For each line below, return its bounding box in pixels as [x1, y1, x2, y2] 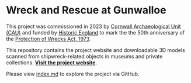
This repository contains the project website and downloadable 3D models [6, 46, 185, 53]
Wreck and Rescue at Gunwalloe [6, 4, 166, 17]
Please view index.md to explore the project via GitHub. [6, 70, 140, 77]
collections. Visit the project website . [6, 59, 98, 66]
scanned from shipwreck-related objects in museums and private [6, 53, 163, 60]
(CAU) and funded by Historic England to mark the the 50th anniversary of [6, 29, 185, 36]
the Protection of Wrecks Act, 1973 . [6, 35, 91, 42]
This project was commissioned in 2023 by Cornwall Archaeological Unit [6, 23, 181, 30]
